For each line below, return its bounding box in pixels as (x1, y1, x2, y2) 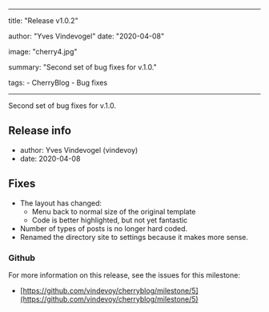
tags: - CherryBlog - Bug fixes (8, 78, 108, 87)
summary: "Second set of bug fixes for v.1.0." (8, 62, 158, 72)
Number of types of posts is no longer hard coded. (19, 223, 188, 233)
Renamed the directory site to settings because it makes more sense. (19, 232, 249, 242)
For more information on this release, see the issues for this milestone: (8, 270, 240, 280)
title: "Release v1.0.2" (8, 16, 78, 25)
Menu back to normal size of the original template (31, 206, 196, 216)
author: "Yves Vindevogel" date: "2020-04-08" (8, 31, 165, 41)
